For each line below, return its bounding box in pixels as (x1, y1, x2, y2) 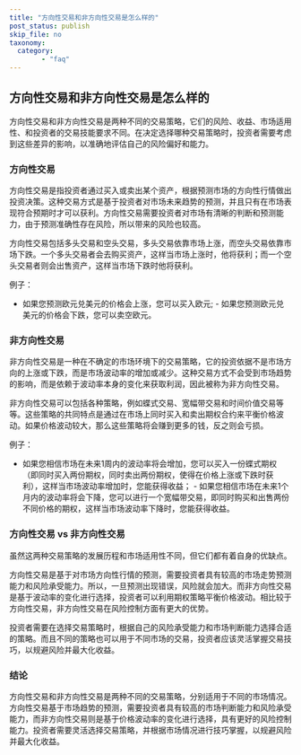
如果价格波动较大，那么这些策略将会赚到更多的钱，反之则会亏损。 (24, 420, 269, 431)
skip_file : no (9, 30, 63, 39)
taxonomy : (9, 38, 47, 48)
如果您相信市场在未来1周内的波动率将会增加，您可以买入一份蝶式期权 (21, 459, 278, 470)
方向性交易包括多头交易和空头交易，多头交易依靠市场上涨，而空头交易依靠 (9, 238, 284, 249)
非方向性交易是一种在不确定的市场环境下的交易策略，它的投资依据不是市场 (9, 356, 284, 367)
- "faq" (41, 55, 70, 64)
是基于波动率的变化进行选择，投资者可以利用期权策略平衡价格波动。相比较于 (9, 592, 292, 602)
